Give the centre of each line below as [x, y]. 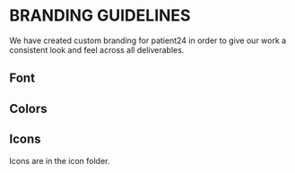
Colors [28, 108]
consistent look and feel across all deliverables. [97, 49]
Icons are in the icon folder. [60, 160]
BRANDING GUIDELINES [100, 16]
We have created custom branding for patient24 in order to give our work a [148, 40]
